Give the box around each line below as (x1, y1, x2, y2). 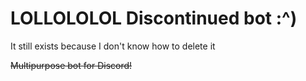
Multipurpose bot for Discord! (10, 59, 133, 71)
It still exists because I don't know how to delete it (10, 40, 216, 52)
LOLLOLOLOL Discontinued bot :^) (10, 7, 298, 30)
